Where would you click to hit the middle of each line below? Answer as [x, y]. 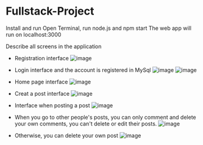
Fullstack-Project [50, 11]
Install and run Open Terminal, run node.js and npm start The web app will [98, 28]
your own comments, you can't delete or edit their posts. [86, 124]
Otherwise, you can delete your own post [66, 135]
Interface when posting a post [52, 105]
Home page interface [41, 82]
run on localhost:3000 [34, 34]
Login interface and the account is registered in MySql [83, 70]
